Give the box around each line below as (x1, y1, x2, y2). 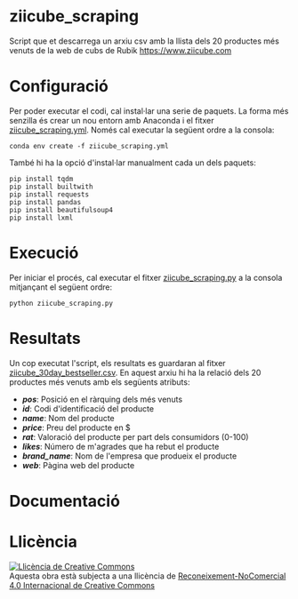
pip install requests (9, 189, 90, 199)
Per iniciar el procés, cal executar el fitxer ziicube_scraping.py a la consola (9, 272, 283, 283)
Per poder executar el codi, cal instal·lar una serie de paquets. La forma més (9, 105, 289, 116)
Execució (9, 243, 79, 263)
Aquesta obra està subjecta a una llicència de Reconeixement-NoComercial (9, 571, 286, 581)
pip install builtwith (9, 182, 93, 191)
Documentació (9, 491, 120, 511)
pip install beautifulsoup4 (9, 205, 114, 214)
